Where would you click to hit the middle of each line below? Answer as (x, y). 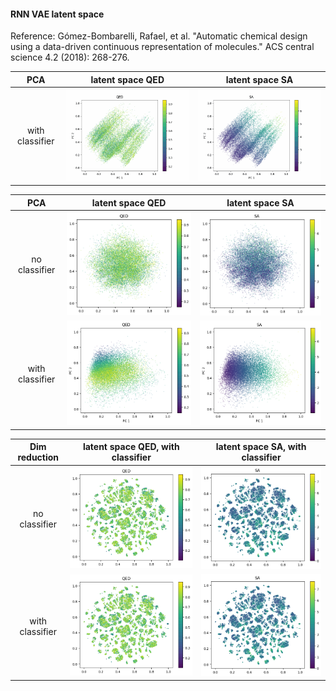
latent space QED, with (131, 446)
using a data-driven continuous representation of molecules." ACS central (162, 47)
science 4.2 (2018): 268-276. (70, 57)
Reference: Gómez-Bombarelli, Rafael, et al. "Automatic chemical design (159, 36)
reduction (38, 457)
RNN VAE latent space (57, 14)
